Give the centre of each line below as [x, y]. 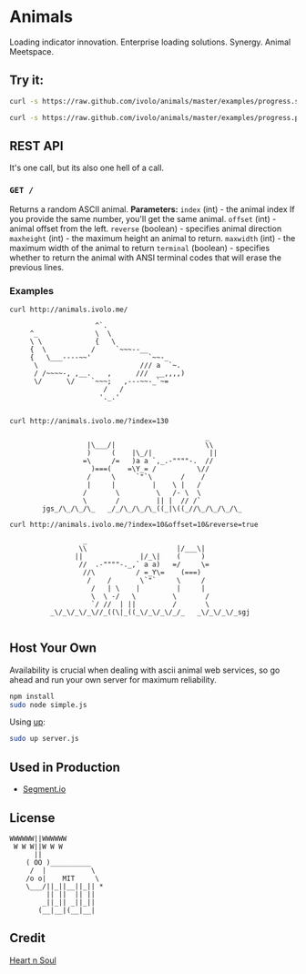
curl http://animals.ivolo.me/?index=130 [89, 421]
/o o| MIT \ [63, 878]
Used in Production [65, 767]
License [32, 818]
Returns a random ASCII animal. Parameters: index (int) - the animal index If [152, 209]
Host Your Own [53, 648]
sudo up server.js [44, 739]
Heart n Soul [33, 960]
